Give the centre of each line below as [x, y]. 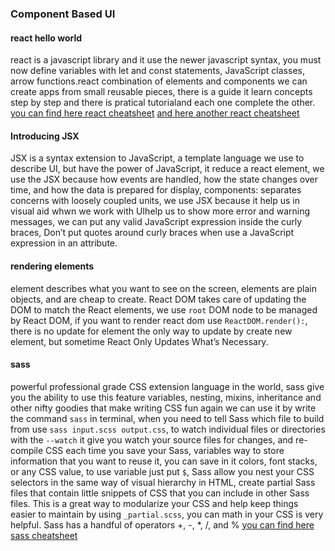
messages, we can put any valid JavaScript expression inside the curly [156, 222]
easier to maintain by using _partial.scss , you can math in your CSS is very [167, 514]
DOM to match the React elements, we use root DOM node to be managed [164, 309]
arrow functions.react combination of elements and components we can [159, 81]
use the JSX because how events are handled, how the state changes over [164, 179]
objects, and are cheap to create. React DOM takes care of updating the [158, 299]
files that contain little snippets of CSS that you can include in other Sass [160, 493]
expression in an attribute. [64, 243]
